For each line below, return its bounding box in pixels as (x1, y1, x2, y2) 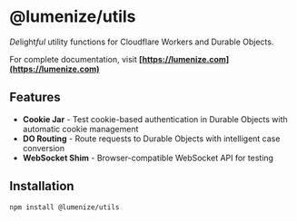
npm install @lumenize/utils (9, 202, 120, 212)
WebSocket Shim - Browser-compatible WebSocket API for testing (22, 152, 274, 163)
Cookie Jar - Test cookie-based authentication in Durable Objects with (22, 113, 288, 124)
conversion (22, 142, 65, 153)
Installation (9, 178, 74, 194)
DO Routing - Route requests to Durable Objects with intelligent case (22, 133, 281, 144)
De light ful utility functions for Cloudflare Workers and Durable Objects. (9, 36, 274, 47)
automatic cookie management (22, 123, 139, 134)
